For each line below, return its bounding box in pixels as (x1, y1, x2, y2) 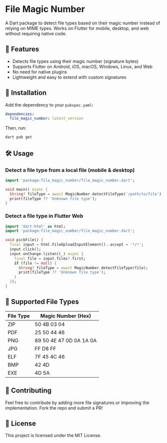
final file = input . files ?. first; (14, 256, 86, 261)
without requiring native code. (5, 30, 67, 36)
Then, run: (5, 125, 26, 131)
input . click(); (9, 247, 41, 252)
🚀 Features (5, 45, 39, 53)
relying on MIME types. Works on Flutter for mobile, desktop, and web (5, 25, 149, 31)
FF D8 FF (34, 345, 56, 352)
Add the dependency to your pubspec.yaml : (5, 102, 94, 108)
